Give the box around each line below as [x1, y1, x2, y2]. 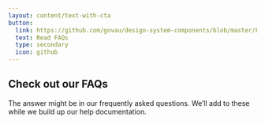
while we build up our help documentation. [8, 107, 147, 116]
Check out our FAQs [8, 77, 109, 91]
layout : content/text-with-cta [8, 11, 111, 20]
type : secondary [15, 41, 69, 49]
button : [8, 19, 34, 27]
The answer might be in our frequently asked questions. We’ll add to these [8, 98, 250, 107]
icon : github [15, 48, 58, 56]
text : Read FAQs [15, 33, 69, 42]
